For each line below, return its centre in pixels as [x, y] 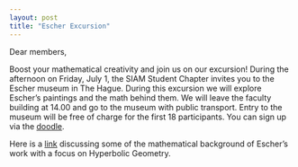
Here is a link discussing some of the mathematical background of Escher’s [149, 144]
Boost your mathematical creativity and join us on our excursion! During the [149, 69]
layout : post [34, 18]
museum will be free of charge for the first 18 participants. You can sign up [148, 117]
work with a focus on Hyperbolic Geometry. [90, 153]
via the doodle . [37, 126]
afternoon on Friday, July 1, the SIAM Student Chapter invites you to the [142, 78]
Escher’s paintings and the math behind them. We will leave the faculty [140, 97]
